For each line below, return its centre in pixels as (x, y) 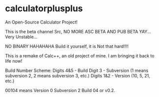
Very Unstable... (21, 37)
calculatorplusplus (44, 9)
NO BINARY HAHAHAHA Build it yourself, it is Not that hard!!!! (67, 46)
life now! (14, 61)
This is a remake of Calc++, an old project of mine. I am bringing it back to (80, 56)
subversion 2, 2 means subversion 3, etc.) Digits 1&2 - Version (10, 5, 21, (78, 75)
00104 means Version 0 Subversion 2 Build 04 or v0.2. (60, 90)
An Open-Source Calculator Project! (41, 22)
